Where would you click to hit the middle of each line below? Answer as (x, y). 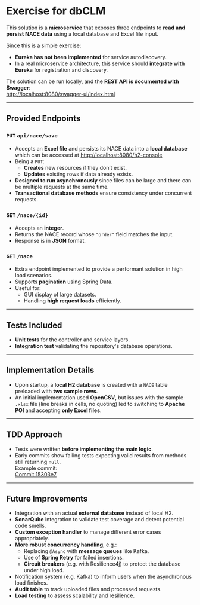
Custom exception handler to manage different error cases (88, 532)
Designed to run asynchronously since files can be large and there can (103, 180)
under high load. (44, 570)
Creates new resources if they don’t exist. (75, 167)
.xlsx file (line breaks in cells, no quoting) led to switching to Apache (100, 404)
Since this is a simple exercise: (44, 45)
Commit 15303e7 (36, 474)
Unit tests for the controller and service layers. (72, 340)
